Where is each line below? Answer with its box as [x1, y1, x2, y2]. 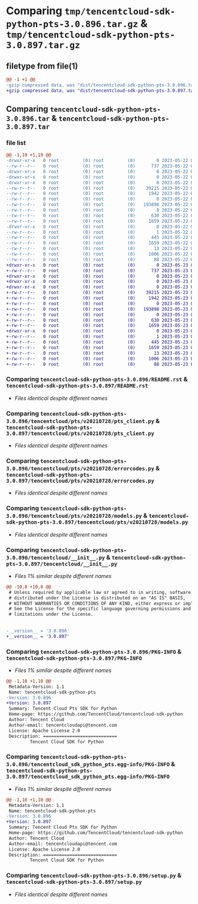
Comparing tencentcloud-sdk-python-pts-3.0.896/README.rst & [6, 375, 188, 383]
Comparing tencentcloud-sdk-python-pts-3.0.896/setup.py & [6, 871, 181, 880]
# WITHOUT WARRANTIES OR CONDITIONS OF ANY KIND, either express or [8, 600, 181, 606]
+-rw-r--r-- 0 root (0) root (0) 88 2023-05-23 [6, 361, 189, 367]
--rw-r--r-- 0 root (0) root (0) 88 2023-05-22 [6, 256, 189, 263]
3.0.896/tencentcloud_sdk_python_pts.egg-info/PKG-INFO [6, 761, 170, 768]
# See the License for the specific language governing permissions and [8, 606, 192, 612]
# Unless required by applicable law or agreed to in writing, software [8, 589, 192, 595]
